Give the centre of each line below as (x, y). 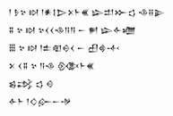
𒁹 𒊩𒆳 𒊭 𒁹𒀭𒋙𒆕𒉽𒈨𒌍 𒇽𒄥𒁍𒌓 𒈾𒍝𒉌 (86, 12)
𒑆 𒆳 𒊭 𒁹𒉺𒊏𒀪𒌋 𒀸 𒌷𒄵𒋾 (64, 48)
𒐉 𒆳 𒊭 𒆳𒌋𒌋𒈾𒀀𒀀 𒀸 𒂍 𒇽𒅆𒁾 (72, 30)
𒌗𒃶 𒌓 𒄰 (31, 83)
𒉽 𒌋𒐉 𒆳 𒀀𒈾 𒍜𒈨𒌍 (52, 66)
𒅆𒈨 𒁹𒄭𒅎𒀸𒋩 (40, 101)
